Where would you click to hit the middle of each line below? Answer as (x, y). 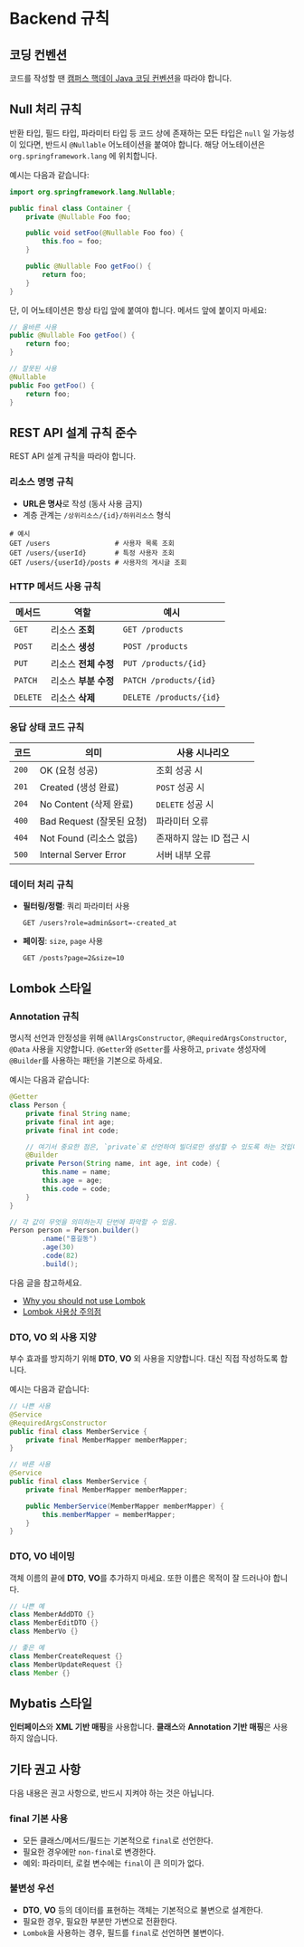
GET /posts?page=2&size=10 (73, 959)
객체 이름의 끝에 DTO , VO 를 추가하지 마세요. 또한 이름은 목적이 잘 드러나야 (140, 1578)
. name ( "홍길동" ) (70, 1239)
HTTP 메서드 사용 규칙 (55, 587)
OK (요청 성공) (69, 770)
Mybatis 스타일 (51, 1703)
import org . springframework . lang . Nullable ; (93, 192)
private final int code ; (72, 1131)
